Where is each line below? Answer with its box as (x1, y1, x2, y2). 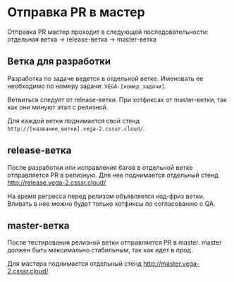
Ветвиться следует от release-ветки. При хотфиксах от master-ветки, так (7, 95, 228, 104)
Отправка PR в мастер (7, 4, 146, 20)
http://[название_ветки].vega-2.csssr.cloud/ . (7, 124, 145, 133)
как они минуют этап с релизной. (7, 103, 109, 111)
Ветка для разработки (7, 56, 111, 68)
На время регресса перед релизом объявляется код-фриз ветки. (7, 192, 205, 200)
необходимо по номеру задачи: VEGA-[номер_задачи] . (7, 82, 167, 90)
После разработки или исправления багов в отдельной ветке (7, 163, 193, 171)
